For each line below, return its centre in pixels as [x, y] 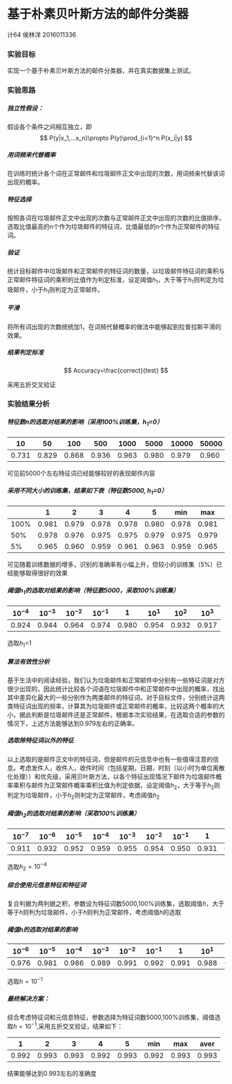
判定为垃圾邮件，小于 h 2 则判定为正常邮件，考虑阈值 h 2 [84, 796]
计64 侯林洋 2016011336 [42, 35]
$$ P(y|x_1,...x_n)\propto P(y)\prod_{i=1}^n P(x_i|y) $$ [116, 138]
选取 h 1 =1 [19, 644]
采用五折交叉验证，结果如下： [80, 1026]
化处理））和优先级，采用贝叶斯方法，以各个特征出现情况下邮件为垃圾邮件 [112, 776]
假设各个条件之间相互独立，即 [49, 127]
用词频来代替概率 [31, 155]
